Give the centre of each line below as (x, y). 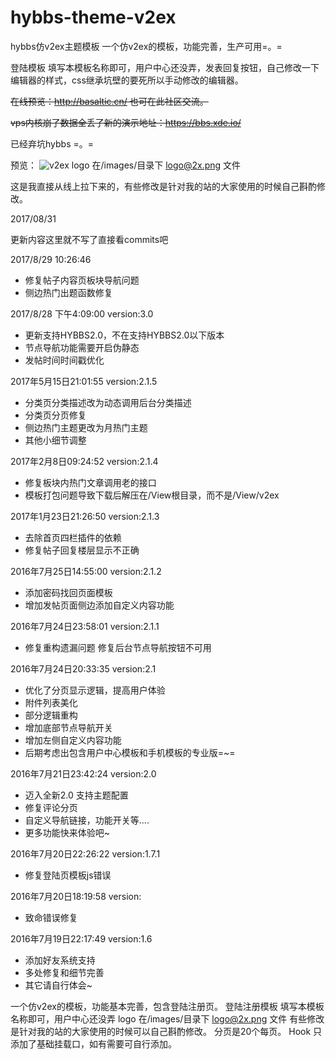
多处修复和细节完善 (64, 972)
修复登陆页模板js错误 (68, 875)
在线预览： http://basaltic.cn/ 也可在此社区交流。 (109, 101)
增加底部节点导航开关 (68, 727)
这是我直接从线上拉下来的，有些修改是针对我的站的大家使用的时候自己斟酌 (163, 186)
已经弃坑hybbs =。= (52, 143)
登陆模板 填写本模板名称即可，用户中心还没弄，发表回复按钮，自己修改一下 (165, 67)
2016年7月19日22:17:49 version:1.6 (81, 938)
